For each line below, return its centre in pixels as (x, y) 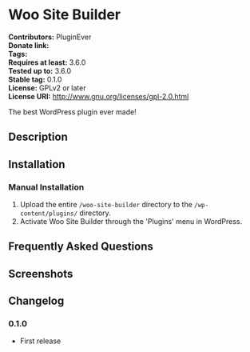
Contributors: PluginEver (50, 37)
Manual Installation (46, 187)
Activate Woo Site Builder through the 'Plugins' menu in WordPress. (131, 222)
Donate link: (29, 45)
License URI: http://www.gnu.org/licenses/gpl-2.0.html (99, 96)
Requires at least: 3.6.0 (47, 62)
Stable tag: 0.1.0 (35, 79)
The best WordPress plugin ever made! (73, 112)
